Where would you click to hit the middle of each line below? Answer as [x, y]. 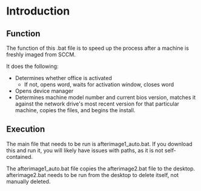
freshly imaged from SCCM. [41, 55]
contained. [20, 156]
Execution [26, 129]
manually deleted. [28, 181]
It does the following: [32, 66]
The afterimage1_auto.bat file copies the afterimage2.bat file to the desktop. [101, 169]
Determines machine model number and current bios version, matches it [105, 97]
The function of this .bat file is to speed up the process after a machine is [98, 48]
